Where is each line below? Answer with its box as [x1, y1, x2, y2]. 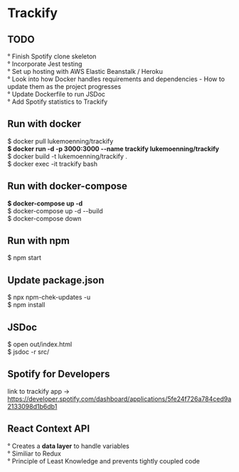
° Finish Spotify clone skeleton [7, 52, 97, 60]
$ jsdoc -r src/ [7, 348, 50, 356]
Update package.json [7, 274, 105, 286]
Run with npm [7, 235, 70, 247]
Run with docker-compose [7, 180, 128, 193]
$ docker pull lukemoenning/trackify [7, 136, 114, 145]
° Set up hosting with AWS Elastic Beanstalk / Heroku [7, 68, 164, 75]
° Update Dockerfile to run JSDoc [7, 90, 105, 98]
